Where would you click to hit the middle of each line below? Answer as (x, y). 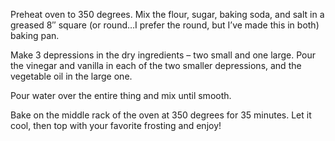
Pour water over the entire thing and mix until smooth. (121, 95)
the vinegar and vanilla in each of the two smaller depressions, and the (156, 65)
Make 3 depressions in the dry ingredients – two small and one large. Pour (163, 55)
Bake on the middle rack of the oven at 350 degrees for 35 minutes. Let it (161, 115)
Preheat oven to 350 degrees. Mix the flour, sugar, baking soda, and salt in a (167, 14)
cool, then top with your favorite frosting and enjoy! (116, 125)
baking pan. (35, 35)
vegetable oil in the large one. (71, 76)
